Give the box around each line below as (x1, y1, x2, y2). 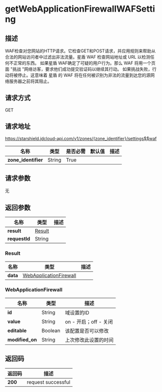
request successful (27, 378, 71, 385)
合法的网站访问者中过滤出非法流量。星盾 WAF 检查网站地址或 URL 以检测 (5, 54, 151, 60)
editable (7, 327, 27, 334)
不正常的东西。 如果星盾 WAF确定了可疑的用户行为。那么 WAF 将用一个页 (9, 60, 156, 66)
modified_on (7, 336, 37, 343)
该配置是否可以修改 (65, 327, 109, 334)
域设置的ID (65, 309, 89, 316)
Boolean (41, 327, 60, 334)
